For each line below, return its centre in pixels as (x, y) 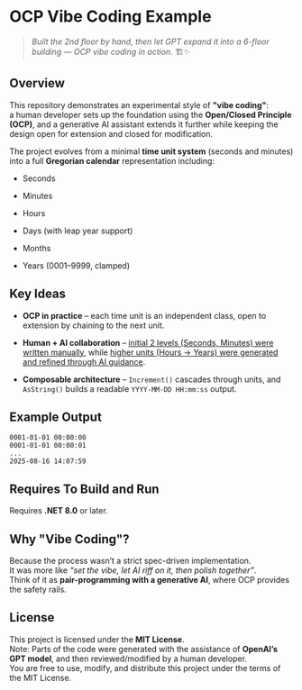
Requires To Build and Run (84, 489)
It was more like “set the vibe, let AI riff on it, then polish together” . (133, 570)
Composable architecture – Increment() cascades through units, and (151, 379)
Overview (37, 83)
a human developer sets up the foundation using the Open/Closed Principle (151, 114)
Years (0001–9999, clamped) (76, 265)
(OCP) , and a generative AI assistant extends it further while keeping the (144, 124)
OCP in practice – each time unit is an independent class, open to (144, 315)
